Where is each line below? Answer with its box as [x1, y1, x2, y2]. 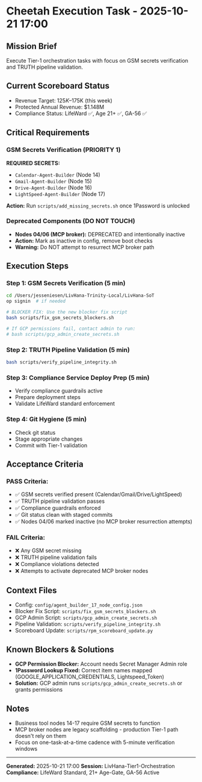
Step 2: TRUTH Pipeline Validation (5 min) [6, 345, 130, 354]
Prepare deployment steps [14, 394, 81, 401]
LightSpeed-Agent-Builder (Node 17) [14, 190, 105, 197]
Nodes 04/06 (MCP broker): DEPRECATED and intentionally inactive [14, 230, 185, 238]
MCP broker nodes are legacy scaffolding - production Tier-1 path [14, 725, 179, 733]
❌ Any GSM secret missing [14, 547, 82, 554]
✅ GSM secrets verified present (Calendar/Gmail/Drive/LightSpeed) [14, 491, 182, 498]
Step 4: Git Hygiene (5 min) [6, 415, 87, 423]
